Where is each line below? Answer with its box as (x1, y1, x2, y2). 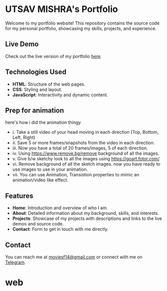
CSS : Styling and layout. (12, 86, 62, 92)
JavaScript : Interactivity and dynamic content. (12, 92, 108, 98)
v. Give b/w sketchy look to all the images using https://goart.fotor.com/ (12, 156, 160, 162)
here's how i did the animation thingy (5, 119, 81, 126)
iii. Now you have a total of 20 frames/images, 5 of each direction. (12, 145, 148, 151)
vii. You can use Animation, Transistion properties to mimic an (12, 172, 140, 178)
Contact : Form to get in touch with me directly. (12, 226, 109, 232)
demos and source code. (12, 221, 64, 227)
